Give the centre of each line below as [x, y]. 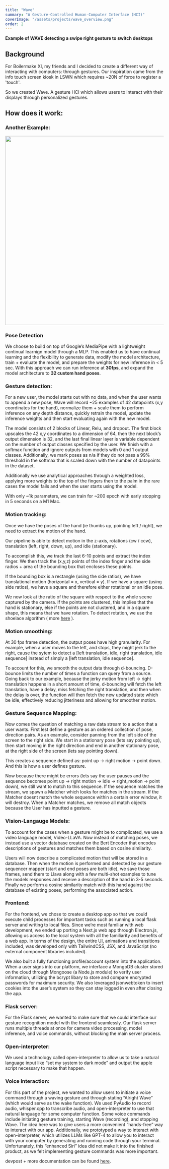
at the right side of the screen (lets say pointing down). [62, 751]
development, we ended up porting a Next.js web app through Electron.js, [82, 930]
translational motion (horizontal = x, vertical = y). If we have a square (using [83, 581]
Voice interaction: [27, 1081]
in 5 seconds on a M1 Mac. [33, 502]
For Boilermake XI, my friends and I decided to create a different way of [79, 67]
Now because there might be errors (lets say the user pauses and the [77, 776]
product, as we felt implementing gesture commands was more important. [82, 1151]
